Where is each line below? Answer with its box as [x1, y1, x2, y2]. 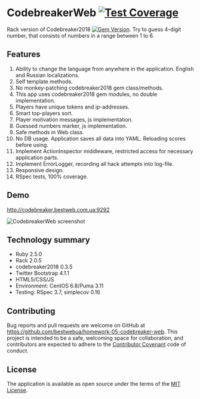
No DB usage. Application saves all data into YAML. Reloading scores [15, 135, 186, 142]
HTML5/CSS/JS [15, 276, 54, 283]
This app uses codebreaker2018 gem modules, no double [15, 90, 158, 98]
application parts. [15, 154, 59, 161]
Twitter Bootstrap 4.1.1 [15, 270, 69, 277]
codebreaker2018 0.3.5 [15, 263, 73, 271]
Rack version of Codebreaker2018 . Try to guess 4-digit [7, 26, 181, 33]
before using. [15, 141, 48, 149]
